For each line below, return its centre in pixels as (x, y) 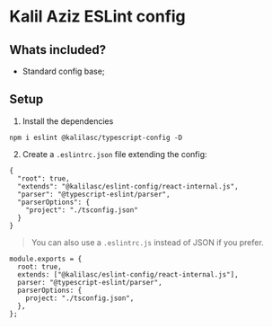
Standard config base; (63, 71)
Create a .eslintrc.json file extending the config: (115, 154)
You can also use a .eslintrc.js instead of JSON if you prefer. (148, 242)
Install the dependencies (68, 121)
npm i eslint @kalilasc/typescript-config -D (96, 137)
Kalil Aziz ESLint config (97, 17)
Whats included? (57, 50)
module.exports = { (46, 259)
